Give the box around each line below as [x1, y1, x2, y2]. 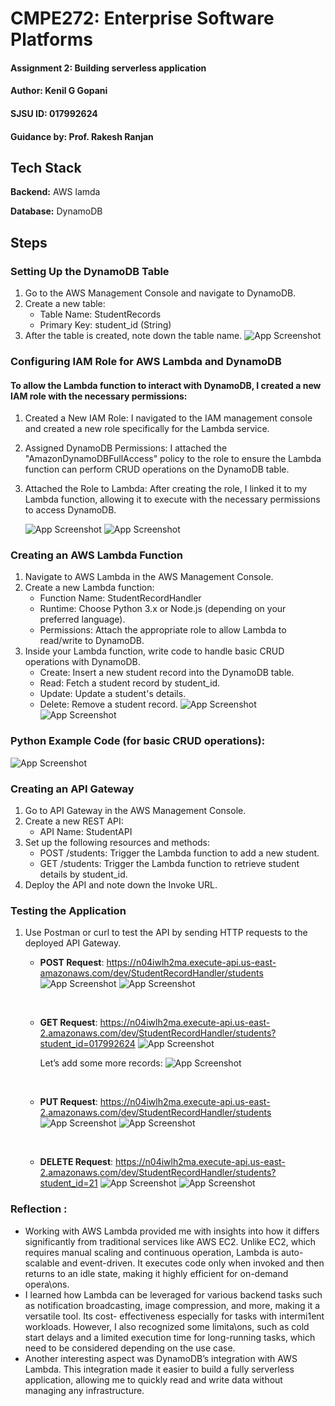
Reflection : [10, 1202, 68, 1216]
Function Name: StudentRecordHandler [39, 592, 202, 604]
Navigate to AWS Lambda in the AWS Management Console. [24, 571, 274, 583]
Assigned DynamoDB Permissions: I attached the [24, 442, 228, 454]
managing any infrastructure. [24, 1384, 145, 1396]
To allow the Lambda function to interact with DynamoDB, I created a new [10, 379, 322, 391]
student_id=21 [39, 1177, 98, 1189]
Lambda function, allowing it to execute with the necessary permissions [24, 493, 321, 506]
